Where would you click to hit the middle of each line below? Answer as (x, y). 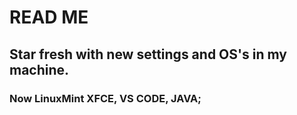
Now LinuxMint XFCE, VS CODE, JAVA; (105, 98)
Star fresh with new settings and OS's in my (148, 54)
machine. (39, 69)
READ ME (49, 17)
